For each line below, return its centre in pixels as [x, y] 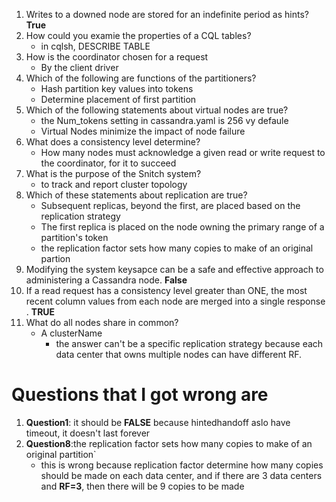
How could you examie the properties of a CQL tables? [138, 35]
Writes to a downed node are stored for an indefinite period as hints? [167, 14]
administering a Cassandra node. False [106, 280]
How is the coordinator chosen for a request [117, 57]
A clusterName [71, 333]
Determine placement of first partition [118, 99]
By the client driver [79, 67]
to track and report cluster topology [114, 184]
